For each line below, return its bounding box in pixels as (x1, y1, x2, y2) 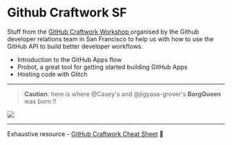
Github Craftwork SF (7, 5, 127, 21)
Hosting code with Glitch (17, 70, 88, 78)
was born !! (23, 97, 57, 105)
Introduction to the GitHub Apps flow (17, 55, 122, 63)
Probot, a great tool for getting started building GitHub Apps (17, 63, 188, 71)
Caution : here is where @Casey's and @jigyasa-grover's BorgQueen (23, 89, 222, 98)
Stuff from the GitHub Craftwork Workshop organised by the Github (7, 27, 199, 36)
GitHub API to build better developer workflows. (7, 42, 144, 50)
